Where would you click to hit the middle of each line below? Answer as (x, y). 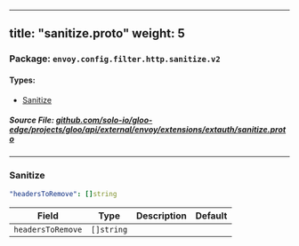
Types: (22, 80)
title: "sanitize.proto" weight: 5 (97, 33)
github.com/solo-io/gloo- (104, 120)
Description (162, 216)
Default (211, 216)
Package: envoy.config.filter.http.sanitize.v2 (115, 59)
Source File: (32, 120)
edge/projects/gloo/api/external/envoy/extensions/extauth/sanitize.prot (148, 130)
